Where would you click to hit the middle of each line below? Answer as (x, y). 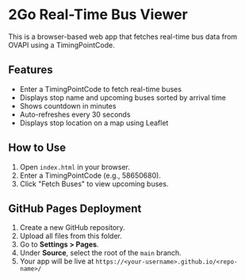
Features (31, 70)
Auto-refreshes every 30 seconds (75, 114)
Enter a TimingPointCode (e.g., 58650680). (90, 175)
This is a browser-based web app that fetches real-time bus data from (123, 36)
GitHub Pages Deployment (75, 208)
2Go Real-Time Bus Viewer (98, 15)
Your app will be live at (57, 261)
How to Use (37, 148)
